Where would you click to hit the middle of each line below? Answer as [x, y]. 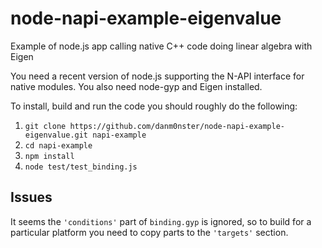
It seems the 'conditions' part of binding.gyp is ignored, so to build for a [161, 221]
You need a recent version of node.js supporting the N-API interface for [157, 76]
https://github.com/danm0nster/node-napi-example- [177, 126]
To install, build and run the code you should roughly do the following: [154, 106]
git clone [45, 126]
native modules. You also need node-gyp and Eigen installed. [136, 86]
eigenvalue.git [56, 135]
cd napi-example [58, 145]
